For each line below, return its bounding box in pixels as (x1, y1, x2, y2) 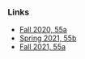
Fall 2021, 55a (19, 42, 66, 52)
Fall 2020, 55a (19, 25, 68, 35)
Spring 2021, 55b (19, 33, 77, 43)
